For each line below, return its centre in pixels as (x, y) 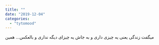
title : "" (15, 10)
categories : (17, 19)
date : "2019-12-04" (25, 14)
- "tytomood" (23, 23)
